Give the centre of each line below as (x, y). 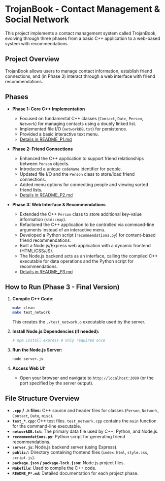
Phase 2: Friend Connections (42, 149)
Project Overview (32, 59)
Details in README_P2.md (46, 195)
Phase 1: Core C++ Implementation (49, 109)
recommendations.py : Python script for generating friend (69, 436)
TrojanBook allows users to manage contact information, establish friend (79, 71)
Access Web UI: (29, 368)
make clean (23, 308)
